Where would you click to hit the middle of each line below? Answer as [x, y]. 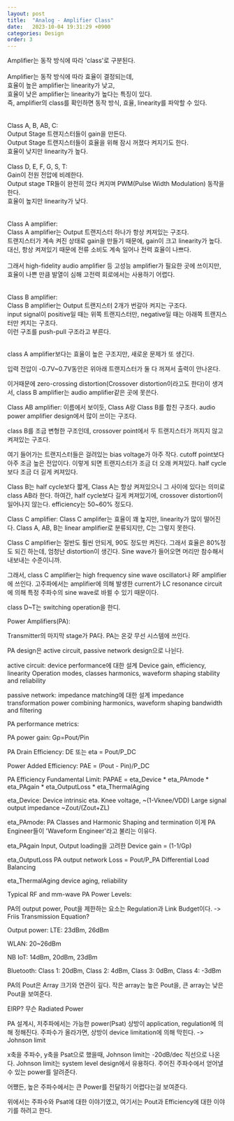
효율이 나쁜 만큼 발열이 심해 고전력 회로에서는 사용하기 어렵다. [91, 275]
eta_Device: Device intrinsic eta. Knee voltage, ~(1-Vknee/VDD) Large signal [117, 800]
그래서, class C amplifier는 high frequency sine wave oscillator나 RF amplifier [117, 575]
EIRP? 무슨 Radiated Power [45, 1009]
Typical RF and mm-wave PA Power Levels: [70, 895]
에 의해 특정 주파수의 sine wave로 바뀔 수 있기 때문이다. [83, 593]
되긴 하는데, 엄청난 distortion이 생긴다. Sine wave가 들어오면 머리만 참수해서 [119, 551]
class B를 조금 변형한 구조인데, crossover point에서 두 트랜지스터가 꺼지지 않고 [115, 431]
